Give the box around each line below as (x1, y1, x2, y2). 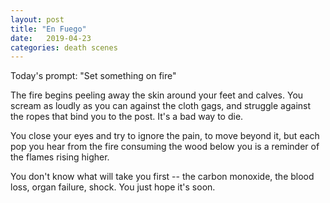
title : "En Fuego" (10, 24, 87, 34)
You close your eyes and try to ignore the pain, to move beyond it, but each (10, 130, 320, 142)
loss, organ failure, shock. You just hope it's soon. (10, 181, 216, 193)
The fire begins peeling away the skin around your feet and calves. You (10, 89, 304, 101)
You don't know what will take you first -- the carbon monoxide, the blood (10, 171, 315, 183)
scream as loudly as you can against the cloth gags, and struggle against (10, 100, 312, 112)
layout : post (10, 14, 65, 25)
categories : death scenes (10, 42, 118, 53)
